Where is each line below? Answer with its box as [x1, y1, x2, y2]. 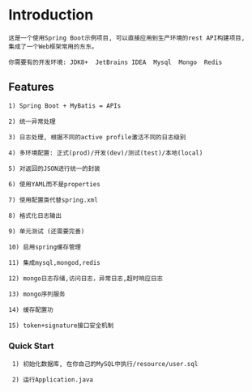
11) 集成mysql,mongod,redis [8, 258, 101, 266]
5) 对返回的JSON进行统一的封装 [8, 164, 100, 173]
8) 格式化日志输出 [8, 211, 62, 219]
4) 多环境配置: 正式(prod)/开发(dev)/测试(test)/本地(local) [8, 148, 203, 157]
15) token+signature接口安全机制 [8, 322, 114, 330]
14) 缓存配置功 [8, 305, 54, 313]
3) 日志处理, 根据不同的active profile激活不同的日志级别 [8, 133, 186, 141]
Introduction [8, 6, 94, 24]
